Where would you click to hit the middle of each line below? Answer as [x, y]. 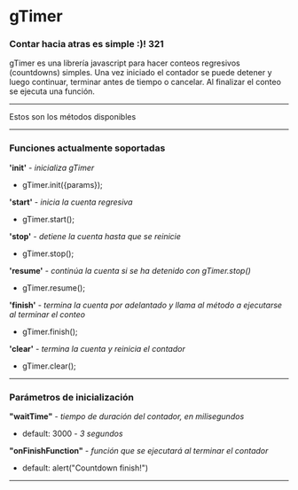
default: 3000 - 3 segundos [72, 434]
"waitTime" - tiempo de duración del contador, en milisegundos [127, 416]
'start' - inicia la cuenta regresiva [71, 202]
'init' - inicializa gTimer [52, 167]
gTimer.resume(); [54, 288]
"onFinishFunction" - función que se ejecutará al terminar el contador [139, 451]
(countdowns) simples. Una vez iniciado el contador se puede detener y [141, 73]
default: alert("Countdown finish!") [85, 468]
